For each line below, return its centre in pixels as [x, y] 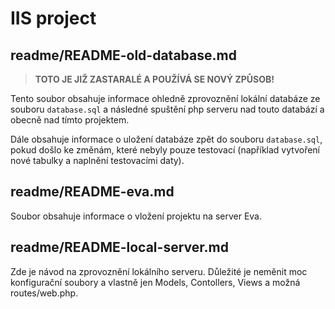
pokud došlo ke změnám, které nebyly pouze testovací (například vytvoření [165, 150]
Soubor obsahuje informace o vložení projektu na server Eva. [136, 216]
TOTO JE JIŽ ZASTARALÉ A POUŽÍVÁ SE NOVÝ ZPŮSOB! [154, 79]
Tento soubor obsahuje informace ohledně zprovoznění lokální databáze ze [165, 98]
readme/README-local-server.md [119, 247]
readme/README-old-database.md [123, 55]
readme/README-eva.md [92, 192]
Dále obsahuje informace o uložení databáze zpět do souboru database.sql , [166, 139]
